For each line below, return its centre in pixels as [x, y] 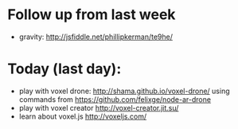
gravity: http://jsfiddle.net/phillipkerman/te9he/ [96, 37]
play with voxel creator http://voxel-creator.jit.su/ [99, 107]
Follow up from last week [92, 15]
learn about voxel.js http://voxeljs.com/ [83, 116]
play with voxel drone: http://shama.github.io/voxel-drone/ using [124, 91]
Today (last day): [64, 69]
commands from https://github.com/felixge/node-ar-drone [115, 99]
